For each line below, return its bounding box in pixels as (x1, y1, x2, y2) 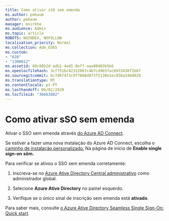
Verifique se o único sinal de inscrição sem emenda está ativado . (12, 195, 149, 201)
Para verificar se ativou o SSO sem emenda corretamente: (5, 160, 126, 167)
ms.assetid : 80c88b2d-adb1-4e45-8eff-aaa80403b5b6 (5, 64, 114, 69)
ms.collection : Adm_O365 (5, 45, 58, 50)
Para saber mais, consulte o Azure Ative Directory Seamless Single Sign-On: (5, 205, 164, 211)
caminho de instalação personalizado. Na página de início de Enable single (5, 145, 162, 151)
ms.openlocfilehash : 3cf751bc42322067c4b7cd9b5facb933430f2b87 (5, 69, 141, 74)
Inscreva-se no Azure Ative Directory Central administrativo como (12, 170, 150, 177)
